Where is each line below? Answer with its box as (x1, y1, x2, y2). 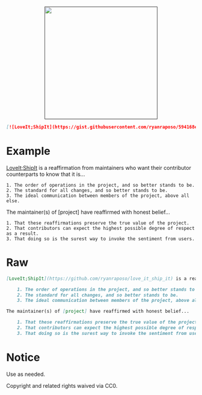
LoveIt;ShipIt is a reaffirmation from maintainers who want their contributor (6, 164, 191, 171)
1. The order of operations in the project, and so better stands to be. (6, 182, 195, 188)
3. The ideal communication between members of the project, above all (6, 193, 189, 199)
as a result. (6, 231, 39, 237)
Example (6, 145, 50, 158)
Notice (6, 351, 40, 364)
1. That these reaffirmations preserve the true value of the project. (6, 220, 189, 226)
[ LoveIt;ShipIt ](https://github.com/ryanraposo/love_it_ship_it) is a (6, 276, 187, 282)
